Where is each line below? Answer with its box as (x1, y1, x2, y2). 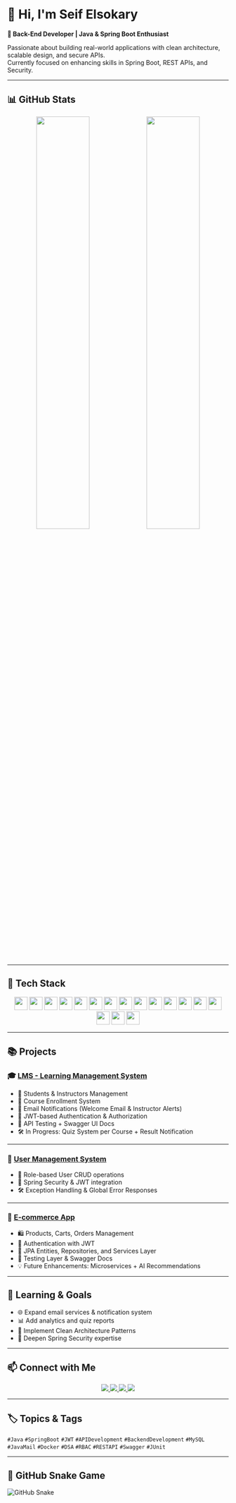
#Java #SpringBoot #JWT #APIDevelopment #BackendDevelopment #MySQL (7, 1436, 205, 1444)
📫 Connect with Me (7, 1362, 96, 1374)
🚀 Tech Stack (7, 978, 66, 990)
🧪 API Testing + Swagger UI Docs (17, 1119, 114, 1128)
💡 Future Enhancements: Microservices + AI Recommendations (17, 1261, 201, 1270)
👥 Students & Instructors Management (17, 1089, 129, 1098)
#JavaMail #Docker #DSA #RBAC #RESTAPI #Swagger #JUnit (7, 1444, 166, 1451)
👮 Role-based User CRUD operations (17, 1170, 124, 1179)
